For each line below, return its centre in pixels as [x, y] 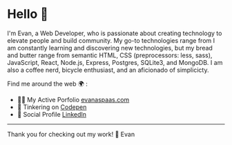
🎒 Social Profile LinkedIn [52, 114]
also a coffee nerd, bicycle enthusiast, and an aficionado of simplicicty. [108, 70]
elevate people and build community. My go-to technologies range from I [111, 40]
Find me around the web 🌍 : [48, 84]
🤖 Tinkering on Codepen [52, 107]
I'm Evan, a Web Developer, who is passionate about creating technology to [115, 33]
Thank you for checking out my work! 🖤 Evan [71, 134]
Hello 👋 [28, 14]
